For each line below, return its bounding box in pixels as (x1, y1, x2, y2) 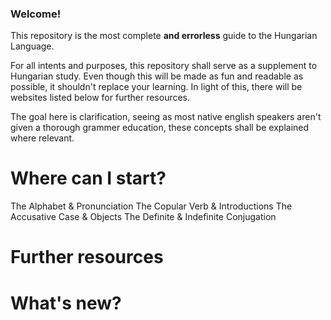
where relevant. (10, 132, 75, 144)
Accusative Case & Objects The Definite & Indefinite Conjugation (10, 211, 277, 223)
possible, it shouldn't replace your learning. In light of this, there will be (10, 81, 303, 93)
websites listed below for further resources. (10, 92, 191, 104)
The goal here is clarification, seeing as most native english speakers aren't (10, 111, 322, 123)
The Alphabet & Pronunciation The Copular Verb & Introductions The (10, 200, 293, 212)
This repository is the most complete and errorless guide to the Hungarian (10, 30, 318, 42)
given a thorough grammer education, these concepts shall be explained (10, 122, 310, 134)
